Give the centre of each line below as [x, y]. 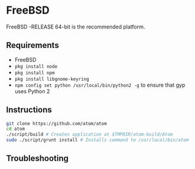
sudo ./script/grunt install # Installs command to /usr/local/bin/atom [97, 140]
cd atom [16, 129]
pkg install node [36, 66]
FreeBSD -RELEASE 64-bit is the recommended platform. [76, 27]
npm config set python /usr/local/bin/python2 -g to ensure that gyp [100, 85]
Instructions [29, 110]
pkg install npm [35, 73]
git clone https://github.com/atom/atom [57, 123]
